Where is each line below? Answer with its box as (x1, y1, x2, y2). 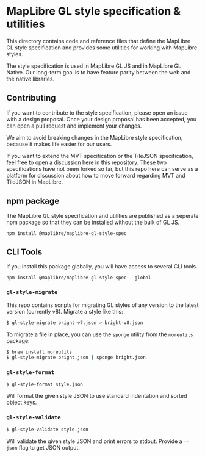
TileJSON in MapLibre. (6, 178, 63, 185)
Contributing (6, 93, 56, 103)
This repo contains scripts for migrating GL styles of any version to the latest (6, 301, 199, 309)
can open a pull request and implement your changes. (6, 122, 142, 129)
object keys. (6, 398, 37, 406)
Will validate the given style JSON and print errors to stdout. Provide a (6, 437, 182, 445)
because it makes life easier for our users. (6, 140, 112, 148)
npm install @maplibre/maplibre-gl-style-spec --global (6, 275, 151, 281)
